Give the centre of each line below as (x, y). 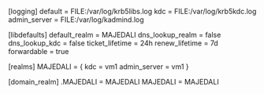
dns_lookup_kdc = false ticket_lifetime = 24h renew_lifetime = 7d (113, 43)
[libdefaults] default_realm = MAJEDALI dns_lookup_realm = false (115, 35)
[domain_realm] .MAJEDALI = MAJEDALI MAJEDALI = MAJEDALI (113, 82)
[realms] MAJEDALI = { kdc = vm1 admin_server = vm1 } (99, 67)
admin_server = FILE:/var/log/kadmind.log (76, 20)
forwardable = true (39, 51)
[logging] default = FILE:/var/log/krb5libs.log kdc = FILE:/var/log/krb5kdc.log (132, 11)
